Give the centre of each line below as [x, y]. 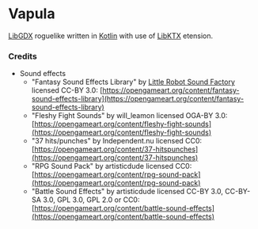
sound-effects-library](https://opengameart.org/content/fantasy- [137, 99]
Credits [23, 56]
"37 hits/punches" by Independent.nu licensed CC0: [117, 141]
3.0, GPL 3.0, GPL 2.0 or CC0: [91, 200]
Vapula [32, 14]
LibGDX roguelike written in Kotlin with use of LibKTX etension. [111, 36]
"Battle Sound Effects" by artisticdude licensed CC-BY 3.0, [127, 192]
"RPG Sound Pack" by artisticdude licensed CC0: [112, 166]
